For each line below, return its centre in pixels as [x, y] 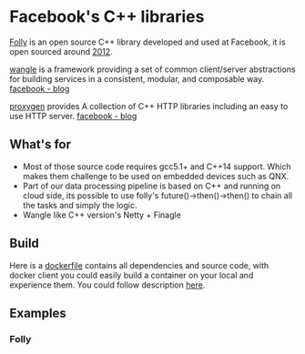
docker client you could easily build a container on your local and [132, 275]
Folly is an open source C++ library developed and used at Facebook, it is [147, 42]
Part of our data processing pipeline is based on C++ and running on [152, 186]
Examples [38, 313]
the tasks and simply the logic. [80, 205]
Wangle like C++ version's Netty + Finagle [102, 215]
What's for [40, 144]
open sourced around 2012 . [61, 51]
